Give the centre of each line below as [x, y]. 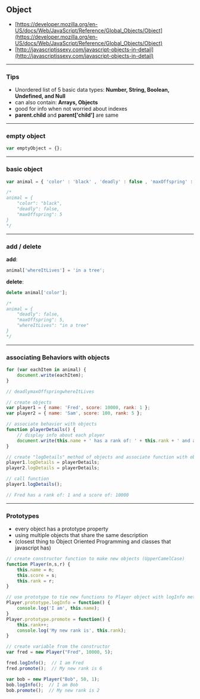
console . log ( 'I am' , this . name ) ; [58, 608]
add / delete [24, 246]
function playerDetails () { [41, 430]
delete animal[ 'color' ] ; [37, 292]
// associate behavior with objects [51, 424]
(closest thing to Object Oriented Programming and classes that [93, 542]
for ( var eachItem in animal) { [46, 370]
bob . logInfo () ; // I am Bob [42, 685]
